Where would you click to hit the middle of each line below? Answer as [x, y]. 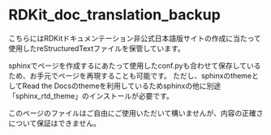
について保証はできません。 [55, 123]
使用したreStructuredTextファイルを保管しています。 [97, 48]
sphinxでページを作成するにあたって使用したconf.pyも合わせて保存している [135, 65]
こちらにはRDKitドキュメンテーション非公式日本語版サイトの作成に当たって [135, 38]
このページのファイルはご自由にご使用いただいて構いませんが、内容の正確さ [136, 113]
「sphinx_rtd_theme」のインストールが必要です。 [91, 95]
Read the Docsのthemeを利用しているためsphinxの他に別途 [122, 86]
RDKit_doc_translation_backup [114, 15]
